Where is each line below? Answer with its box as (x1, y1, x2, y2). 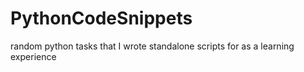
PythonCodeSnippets (10, 7, 193, 30)
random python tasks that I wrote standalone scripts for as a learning (10, 40, 295, 52)
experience (10, 50, 57, 62)
